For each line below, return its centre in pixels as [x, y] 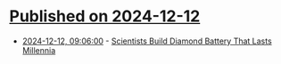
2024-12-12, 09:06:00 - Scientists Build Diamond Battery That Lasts [147, 41]
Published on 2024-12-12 [105, 16]
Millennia [39, 50]
